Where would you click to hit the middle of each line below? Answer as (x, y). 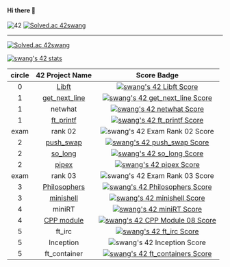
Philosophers (64, 187)
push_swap (64, 142)
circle (20, 75)
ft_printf (64, 120)
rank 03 (64, 176)
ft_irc (64, 231)
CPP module (64, 220)
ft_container (64, 254)
